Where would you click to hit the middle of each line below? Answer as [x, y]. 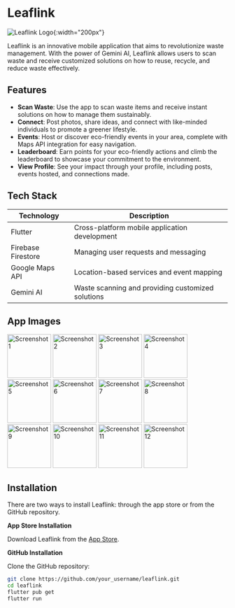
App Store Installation [40, 525]
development [95, 236]
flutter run [24, 599]
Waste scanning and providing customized [144, 288]
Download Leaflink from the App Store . [63, 539]
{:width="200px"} [79, 32]
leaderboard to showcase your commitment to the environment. [109, 159]
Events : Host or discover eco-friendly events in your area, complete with [122, 136]
